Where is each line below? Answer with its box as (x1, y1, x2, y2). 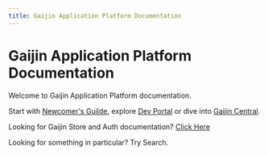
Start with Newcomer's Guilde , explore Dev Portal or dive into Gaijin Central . (8, 106, 261, 115)
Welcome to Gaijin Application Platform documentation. (8, 90, 192, 100)
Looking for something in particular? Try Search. (8, 137, 169, 147)
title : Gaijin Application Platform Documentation (8, 11, 182, 20)
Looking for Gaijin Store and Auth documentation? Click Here (8, 122, 211, 132)
